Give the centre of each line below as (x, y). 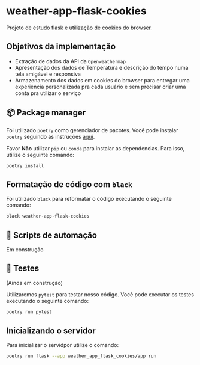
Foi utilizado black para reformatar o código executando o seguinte (89, 199)
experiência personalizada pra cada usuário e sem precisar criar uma (100, 87)
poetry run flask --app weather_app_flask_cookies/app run (81, 356)
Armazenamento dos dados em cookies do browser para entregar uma (102, 80)
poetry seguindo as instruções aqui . (51, 136)
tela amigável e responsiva (48, 74)
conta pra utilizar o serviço (48, 93)
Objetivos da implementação (61, 47)
